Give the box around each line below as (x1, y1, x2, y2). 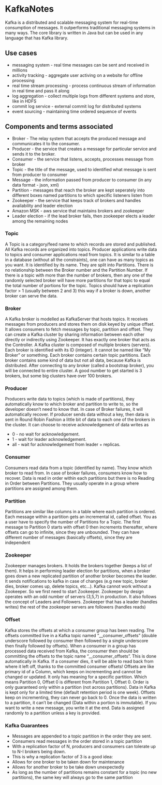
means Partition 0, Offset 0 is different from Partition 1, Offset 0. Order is (5, 679, 149, 685)
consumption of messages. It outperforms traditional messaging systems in (5, 24, 156, 30)
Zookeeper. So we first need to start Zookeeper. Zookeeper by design (5, 589, 144, 594)
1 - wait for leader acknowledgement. (12, 436, 87, 442)
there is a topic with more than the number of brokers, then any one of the (5, 272, 153, 278)
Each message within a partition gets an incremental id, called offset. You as (5, 514, 157, 520)
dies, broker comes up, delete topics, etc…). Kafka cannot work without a (5, 583, 151, 589)
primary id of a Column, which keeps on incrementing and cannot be (5, 668, 142, 674)
